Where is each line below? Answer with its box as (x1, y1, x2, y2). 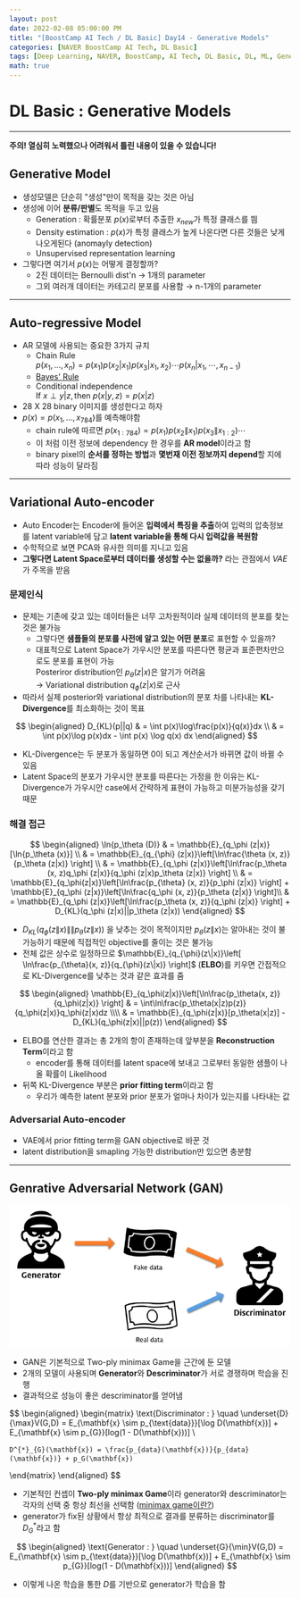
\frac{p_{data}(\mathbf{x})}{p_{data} (104, 1445, 250, 1454)
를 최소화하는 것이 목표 (66, 703, 146, 714)
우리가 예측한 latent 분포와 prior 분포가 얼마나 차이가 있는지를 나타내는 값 (35, 1091, 290, 1101)
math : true (9, 62, 50, 71)
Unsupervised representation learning (35, 247, 176, 258)
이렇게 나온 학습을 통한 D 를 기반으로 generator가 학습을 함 (21, 1579, 226, 1590)
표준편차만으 (240, 644, 285, 655)
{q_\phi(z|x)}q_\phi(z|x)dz (14, 1007, 109, 1017)
